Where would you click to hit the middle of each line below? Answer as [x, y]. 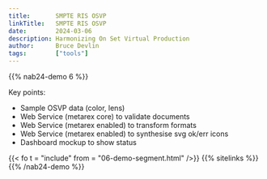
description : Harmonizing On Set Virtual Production [99, 38]
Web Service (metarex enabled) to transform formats [108, 125]
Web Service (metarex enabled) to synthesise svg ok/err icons [124, 134]
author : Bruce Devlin [54, 46]
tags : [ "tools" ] [49, 53]
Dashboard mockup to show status [78, 142]
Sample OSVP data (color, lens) [72, 108]
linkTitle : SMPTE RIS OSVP [57, 23]
